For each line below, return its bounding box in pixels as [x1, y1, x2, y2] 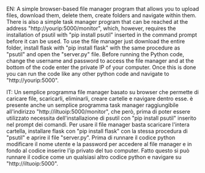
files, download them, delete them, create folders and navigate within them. [6, 12, 197, 19]
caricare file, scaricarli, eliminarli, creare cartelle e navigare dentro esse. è [6, 95, 193, 102]
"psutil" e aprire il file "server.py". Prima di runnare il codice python [6, 134, 176, 141]
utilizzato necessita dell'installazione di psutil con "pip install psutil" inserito [6, 114, 197, 122]
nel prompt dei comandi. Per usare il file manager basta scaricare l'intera [6, 121, 190, 128]
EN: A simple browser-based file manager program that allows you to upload [6, 6, 199, 12]
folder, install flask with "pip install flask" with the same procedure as [6, 44, 181, 51]
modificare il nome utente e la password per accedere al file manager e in [6, 141, 192, 147]
